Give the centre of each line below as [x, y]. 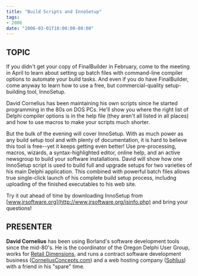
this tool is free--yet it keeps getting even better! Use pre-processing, [91, 147]
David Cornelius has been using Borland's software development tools [93, 241]
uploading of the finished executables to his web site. [71, 184]
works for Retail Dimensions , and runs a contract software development [94, 253]
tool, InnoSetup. [47, 92]
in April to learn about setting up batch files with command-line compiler [95, 73]
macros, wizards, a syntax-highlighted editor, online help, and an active [93, 153]
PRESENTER [29, 227]
